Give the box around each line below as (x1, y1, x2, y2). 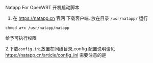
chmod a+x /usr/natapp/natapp (5, 25, 70, 30)
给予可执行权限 (5, 35, 37, 41)
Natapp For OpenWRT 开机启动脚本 (5, 5, 80, 10)
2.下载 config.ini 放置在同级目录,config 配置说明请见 (5, 46, 115, 52)
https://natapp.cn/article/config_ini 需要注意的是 (5, 52, 107, 58)
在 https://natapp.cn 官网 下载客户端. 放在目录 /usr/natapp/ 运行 (12, 15, 148, 21)
